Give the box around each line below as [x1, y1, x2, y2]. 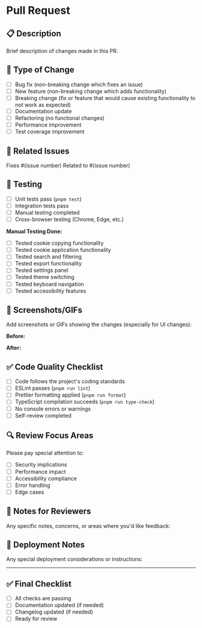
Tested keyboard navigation [14, 280, 84, 287]
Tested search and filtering [14, 253, 82, 260]
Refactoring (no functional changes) [14, 115, 105, 122]
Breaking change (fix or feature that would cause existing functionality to [14, 94, 196, 101]
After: [6, 344, 22, 351]
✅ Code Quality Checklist [6, 362, 103, 372]
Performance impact [14, 468, 66, 475]
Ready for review [14, 615, 58, 623]
